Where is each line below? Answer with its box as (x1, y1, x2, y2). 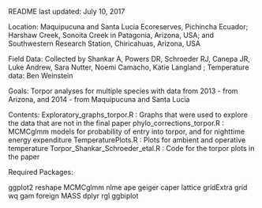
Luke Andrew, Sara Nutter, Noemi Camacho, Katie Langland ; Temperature (8, 62, 249, 72)
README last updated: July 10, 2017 (8, 7, 125, 16)
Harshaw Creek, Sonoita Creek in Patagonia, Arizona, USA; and (8, 31, 215, 40)
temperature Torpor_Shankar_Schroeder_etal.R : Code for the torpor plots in (8, 144, 255, 153)
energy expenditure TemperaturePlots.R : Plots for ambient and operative (8, 135, 246, 145)
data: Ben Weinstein (8, 71, 73, 80)
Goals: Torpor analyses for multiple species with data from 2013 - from (8, 86, 238, 96)
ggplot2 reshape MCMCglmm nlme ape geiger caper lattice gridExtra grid (8, 183, 248, 192)
